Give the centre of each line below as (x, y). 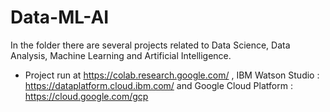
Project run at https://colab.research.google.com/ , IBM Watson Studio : (172, 75)
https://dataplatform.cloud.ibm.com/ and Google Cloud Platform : (158, 85)
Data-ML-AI (60, 17)
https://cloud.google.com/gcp (86, 96)
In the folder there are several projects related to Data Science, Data (150, 45)
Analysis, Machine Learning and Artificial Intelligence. (121, 55)
